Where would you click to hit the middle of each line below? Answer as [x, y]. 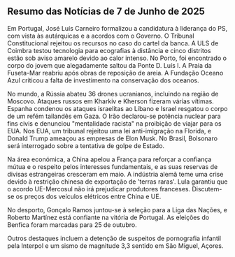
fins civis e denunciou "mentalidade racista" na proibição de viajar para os [114, 123]
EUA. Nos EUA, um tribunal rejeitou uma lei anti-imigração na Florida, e [109, 131]
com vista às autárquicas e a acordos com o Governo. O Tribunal [101, 36]
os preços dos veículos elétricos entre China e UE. [88, 196]
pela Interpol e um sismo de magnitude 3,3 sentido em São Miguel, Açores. [115, 245]
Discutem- [207, 189]
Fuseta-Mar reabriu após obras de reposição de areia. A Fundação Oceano [115, 73]
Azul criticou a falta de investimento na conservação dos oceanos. [103, 80]
